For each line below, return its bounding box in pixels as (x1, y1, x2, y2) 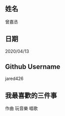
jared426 (5, 76, 24, 82)
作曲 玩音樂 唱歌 (5, 106, 38, 112)
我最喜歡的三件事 (5, 91, 57, 100)
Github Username (5, 62, 61, 71)
